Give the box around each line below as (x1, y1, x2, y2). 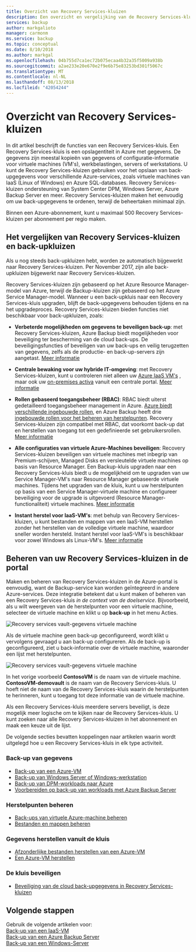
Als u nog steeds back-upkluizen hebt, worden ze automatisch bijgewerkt (6, 257, 183, 264)
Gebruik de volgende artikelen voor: (6, 921, 92, 928)
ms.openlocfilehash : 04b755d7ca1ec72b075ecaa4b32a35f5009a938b (6, 57, 163, 63)
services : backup (6, 19, 48, 25)
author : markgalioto (6, 25, 57, 31)
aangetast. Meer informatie (14, 354, 80, 361)
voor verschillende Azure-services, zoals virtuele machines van (37, 173, 190, 180)
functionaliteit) (14, 500, 50, 507)
